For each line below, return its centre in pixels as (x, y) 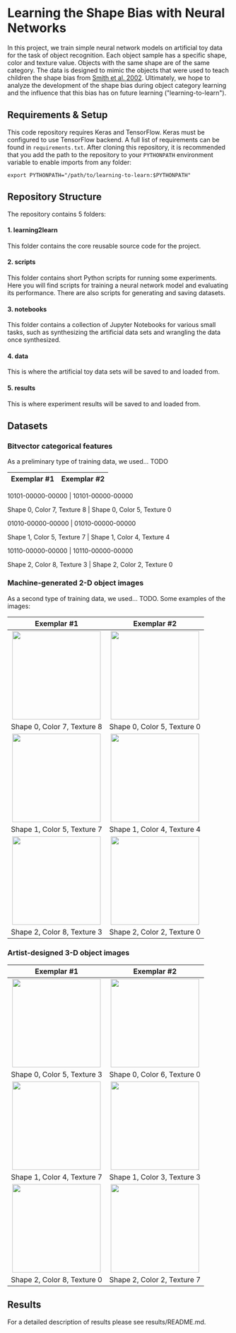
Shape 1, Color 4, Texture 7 (57, 1177)
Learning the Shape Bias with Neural (116, 13)
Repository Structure (55, 197)
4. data (18, 356)
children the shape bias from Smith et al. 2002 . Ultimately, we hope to (109, 78)
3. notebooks (27, 309)
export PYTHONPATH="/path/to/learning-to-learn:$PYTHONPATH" (99, 175)
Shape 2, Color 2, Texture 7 (155, 1279)
